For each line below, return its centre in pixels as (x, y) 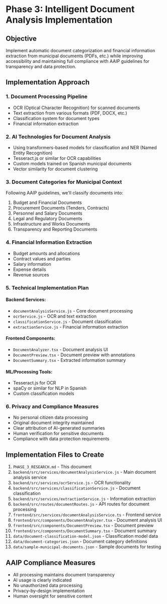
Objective (21, 38)
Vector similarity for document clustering (55, 169)
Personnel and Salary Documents (48, 213)
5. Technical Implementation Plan (47, 287)
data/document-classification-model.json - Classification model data (85, 536)
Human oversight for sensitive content (53, 596)
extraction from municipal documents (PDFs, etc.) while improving (74, 56)
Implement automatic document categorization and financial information (80, 51)
